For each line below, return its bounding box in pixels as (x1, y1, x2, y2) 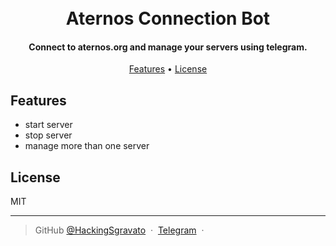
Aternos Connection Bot (65, 7, 271, 30)
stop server (24, 129, 73, 141)
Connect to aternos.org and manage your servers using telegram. (28, 41, 308, 53)
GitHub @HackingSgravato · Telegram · (34, 224, 205, 236)
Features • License (128, 63, 208, 75)
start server (24, 119, 73, 131)
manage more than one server (24, 140, 150, 152)
